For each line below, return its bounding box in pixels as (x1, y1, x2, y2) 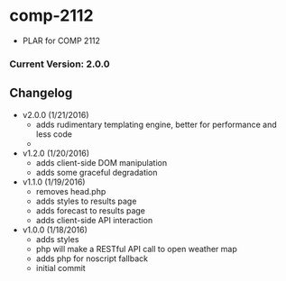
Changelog (9, 86, 73, 101)
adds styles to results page (35, 195, 137, 206)
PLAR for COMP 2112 (22, 35, 101, 46)
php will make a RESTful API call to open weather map (35, 243, 237, 254)
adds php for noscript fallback (35, 253, 149, 264)
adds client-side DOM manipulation (35, 157, 168, 168)
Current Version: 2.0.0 (9, 58, 110, 70)
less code (35, 128, 72, 140)
